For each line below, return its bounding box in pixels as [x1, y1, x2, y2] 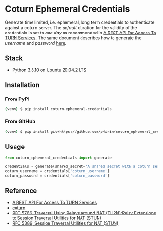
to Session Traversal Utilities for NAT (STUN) [12, 215, 102, 221]
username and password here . [5, 40, 66, 46]
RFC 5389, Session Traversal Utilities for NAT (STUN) [12, 220, 119, 226]
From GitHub [5, 118, 35, 125]
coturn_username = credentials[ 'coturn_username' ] [5, 169, 110, 174]
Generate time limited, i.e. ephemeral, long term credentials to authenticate [5, 19, 155, 25]
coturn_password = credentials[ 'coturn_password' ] [5, 173, 110, 178]
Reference [5, 187, 37, 195]
